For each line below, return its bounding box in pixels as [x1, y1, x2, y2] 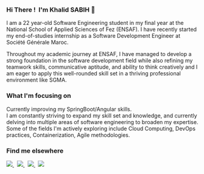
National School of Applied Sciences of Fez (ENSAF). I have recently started [6, 26, 197, 33]
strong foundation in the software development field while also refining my [6, 57, 193, 64]
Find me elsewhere [6, 146, 64, 155]
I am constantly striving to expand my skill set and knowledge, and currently [6, 112, 197, 119]
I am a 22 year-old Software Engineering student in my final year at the [6, 19, 184, 27]
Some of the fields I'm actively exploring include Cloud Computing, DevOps [6, 125, 196, 132]
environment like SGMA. [6, 76, 67, 84]
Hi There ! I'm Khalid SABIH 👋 [6, 5, 96, 14]
